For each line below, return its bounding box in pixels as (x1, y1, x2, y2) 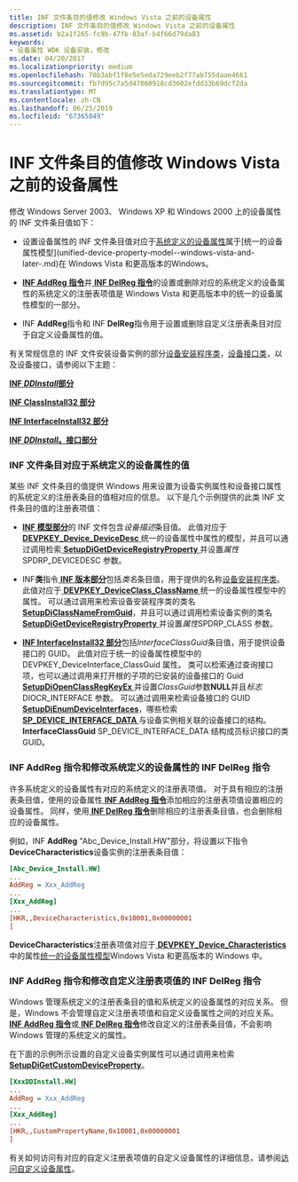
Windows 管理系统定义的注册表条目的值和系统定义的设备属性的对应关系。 (9, 996, 278, 1007)
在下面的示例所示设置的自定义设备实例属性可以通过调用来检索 (9, 1048, 235, 1059)
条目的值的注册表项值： (16, 503, 103, 514)
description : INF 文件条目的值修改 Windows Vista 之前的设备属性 (9, 21, 236, 30)
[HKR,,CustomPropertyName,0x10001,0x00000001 (9, 1127, 180, 1136)
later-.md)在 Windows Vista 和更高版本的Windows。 (21, 258, 214, 269)
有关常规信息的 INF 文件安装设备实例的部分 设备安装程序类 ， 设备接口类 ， (9, 348, 275, 359)
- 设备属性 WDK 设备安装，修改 (9, 46, 110, 55)
